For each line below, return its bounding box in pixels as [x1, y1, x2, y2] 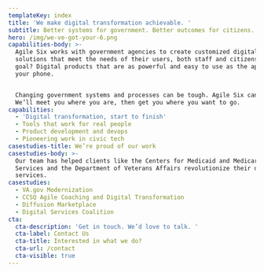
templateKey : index [8, 11, 72, 20]
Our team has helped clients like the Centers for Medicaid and [15, 156, 230, 165]
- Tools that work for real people [15, 120, 132, 128]
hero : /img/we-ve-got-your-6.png [8, 33, 118, 42]
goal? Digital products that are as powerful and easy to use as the [15, 63, 247, 71]
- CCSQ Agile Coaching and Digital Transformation [15, 193, 185, 201]
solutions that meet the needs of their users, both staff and [15, 56, 226, 64]
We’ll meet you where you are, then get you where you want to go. [15, 98, 241, 106]
